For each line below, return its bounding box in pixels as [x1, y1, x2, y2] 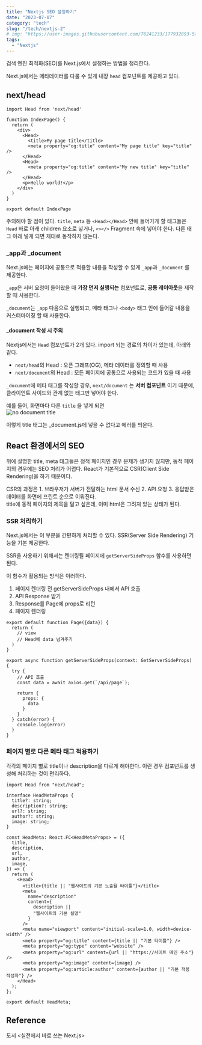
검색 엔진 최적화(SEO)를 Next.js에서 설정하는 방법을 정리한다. [6, 60, 150, 67]
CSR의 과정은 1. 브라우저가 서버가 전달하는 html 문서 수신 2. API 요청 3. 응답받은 [6, 485, 194, 492]
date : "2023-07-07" [6, 14, 55, 20]
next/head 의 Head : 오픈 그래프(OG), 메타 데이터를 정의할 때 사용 [14, 361, 168, 369]
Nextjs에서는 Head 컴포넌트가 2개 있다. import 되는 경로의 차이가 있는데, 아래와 [6, 341, 191, 349]
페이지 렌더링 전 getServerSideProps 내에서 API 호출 [14, 585, 141, 592]
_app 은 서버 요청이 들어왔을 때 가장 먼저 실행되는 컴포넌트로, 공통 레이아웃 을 [6, 284, 183, 291]
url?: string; [11, 808, 47, 814]
